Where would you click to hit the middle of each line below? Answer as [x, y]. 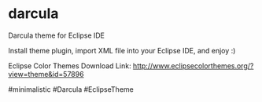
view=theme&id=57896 [46, 74]
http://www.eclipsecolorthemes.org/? [193, 66]
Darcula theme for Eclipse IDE [56, 35]
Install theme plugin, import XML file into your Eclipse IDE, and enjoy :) [122, 50]
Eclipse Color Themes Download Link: [70, 66]
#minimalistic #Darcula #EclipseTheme [71, 89]
